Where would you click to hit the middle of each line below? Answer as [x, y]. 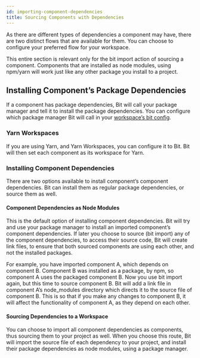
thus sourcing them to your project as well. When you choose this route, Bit [99, 336]
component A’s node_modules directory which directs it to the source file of [99, 290]
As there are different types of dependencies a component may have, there [99, 34]
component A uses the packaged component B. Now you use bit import [94, 277]
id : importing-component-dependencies [54, 12]
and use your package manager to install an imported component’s [89, 227]
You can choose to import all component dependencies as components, [95, 330]
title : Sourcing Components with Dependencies [65, 17]
